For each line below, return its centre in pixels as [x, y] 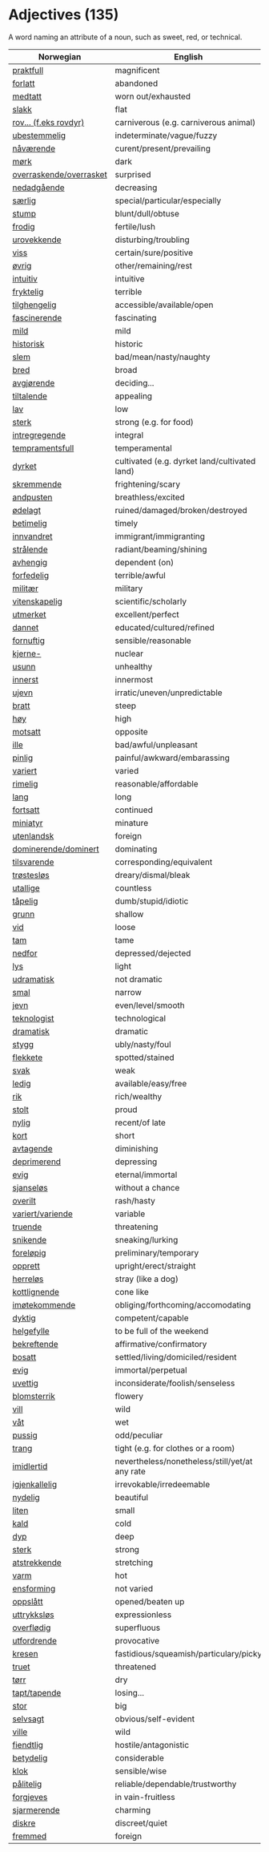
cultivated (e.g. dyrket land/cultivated [185, 461]
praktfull [28, 70]
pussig [25, 1435]
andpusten [32, 497]
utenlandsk [33, 835]
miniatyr [28, 823]
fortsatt [26, 810]
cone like [132, 1292]
